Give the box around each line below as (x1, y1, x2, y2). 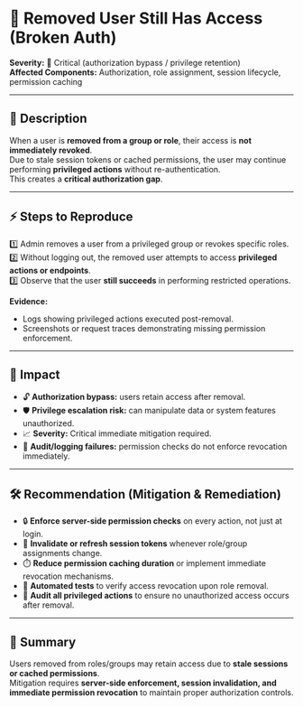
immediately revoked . (9, 144, 93, 155)
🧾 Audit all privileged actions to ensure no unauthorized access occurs (22, 591, 290, 601)
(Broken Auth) (9, 27, 117, 48)
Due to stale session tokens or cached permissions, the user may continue (9, 153, 287, 165)
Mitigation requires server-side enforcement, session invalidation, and (9, 677, 277, 688)
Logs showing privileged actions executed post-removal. (22, 313, 234, 324)
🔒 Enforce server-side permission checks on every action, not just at (22, 516, 282, 526)
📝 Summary (9, 634, 77, 649)
